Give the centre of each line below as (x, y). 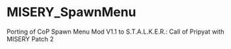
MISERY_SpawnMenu (72, 12)
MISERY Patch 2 (30, 38)
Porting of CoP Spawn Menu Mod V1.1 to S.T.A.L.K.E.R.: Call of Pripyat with (115, 31)
